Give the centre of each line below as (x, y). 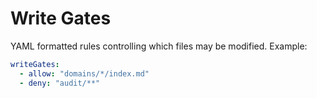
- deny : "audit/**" (60, 83)
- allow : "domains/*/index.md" (84, 73)
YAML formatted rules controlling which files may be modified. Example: (159, 46)
